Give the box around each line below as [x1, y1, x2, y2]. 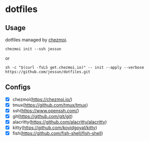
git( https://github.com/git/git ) [12, 113, 73, 119]
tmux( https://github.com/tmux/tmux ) [12, 102, 88, 108]
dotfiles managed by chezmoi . [5, 37, 67, 43]
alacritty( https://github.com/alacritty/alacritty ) [12, 119, 107, 125]
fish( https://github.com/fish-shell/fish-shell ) [12, 130, 103, 136]
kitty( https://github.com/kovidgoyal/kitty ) [12, 124, 97, 131]
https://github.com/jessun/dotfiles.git [5, 69, 91, 74]
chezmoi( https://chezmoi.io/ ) [12, 96, 72, 102]
